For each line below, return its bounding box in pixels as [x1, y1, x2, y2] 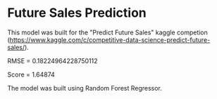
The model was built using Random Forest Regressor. [7, 84, 162, 92]
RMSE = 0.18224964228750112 [7, 56, 98, 65]
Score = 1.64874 [7, 70, 55, 79]
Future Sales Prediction [7, 5, 147, 21]
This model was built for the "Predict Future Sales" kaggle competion [7, 28, 208, 37]
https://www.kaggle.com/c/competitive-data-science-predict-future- [9, 35, 211, 44]
